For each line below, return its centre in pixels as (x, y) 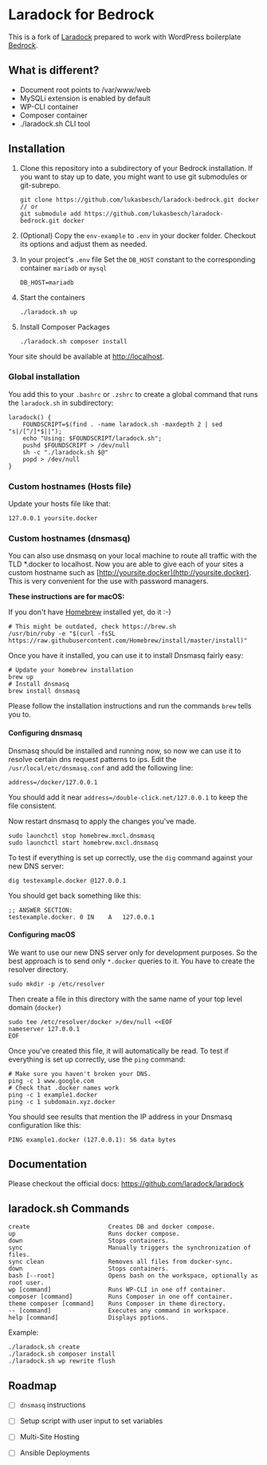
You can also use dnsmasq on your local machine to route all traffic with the (133, 556)
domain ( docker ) (35, 1007)
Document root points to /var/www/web (85, 89)
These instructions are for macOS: (67, 597)
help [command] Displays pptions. (89, 1318)
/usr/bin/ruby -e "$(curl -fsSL (62, 634)
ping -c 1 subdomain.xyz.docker (62, 1102)
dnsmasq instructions (53, 1405)
